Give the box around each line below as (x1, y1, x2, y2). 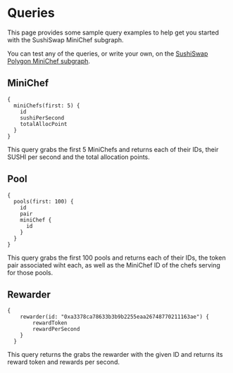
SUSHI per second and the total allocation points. (7, 153, 150, 161)
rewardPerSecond (32, 326, 80, 333)
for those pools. (7, 268, 53, 277)
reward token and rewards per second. (7, 358, 120, 367)
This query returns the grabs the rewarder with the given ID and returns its (7, 350, 223, 359)
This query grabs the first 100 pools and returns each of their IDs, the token (7, 253, 227, 262)
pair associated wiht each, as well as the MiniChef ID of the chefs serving (7, 260, 220, 269)
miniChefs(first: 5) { (13, 102, 80, 109)
